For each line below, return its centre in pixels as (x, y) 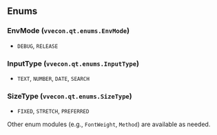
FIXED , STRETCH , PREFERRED (53, 111)
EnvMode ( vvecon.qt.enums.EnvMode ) (68, 31)
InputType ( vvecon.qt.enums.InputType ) (73, 63)
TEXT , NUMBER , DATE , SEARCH (53, 78)
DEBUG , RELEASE (38, 46)
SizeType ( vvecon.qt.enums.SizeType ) (70, 96)
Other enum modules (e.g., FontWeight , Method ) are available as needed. (109, 124)
